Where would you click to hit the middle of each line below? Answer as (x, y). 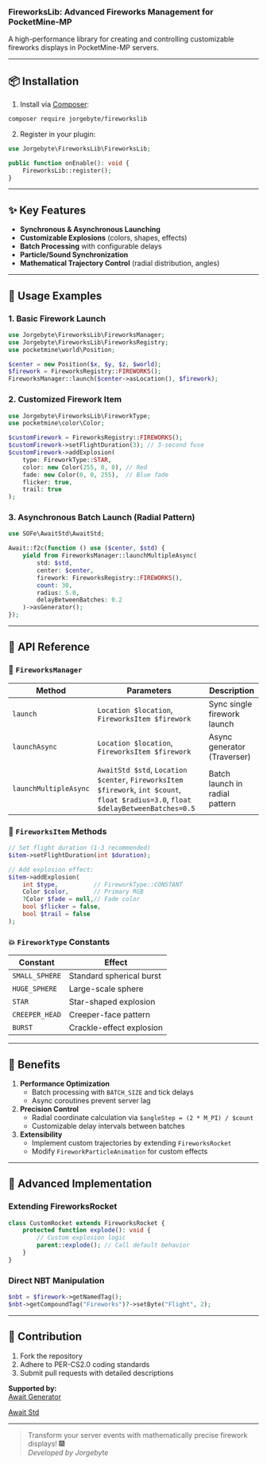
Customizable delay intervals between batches (108, 1126)
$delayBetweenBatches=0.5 (146, 808)
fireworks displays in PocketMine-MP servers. (83, 48)
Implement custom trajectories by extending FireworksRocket (132, 1142)
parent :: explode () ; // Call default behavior (114, 1245)
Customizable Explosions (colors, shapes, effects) (103, 238)
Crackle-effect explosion (116, 1028)
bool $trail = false (56, 915)
